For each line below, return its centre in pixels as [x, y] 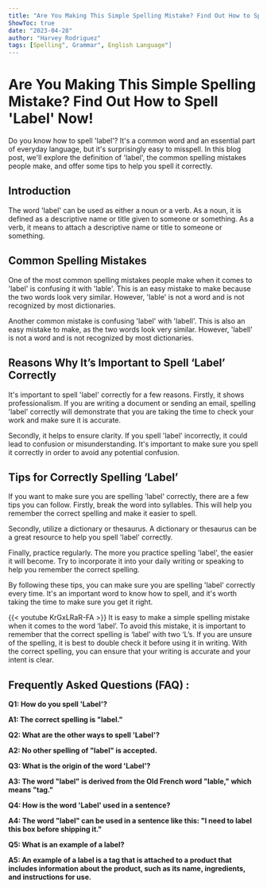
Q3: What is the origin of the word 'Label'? [79, 766]
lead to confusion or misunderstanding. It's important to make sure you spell [133, 444]
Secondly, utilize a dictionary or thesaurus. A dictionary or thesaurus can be [132, 529]
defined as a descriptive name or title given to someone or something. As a [131, 218]
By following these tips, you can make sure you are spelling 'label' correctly [132, 585]
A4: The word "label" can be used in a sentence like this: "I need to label [130, 821]
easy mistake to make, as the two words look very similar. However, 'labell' [130, 329]
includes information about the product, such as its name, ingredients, [127, 869]
